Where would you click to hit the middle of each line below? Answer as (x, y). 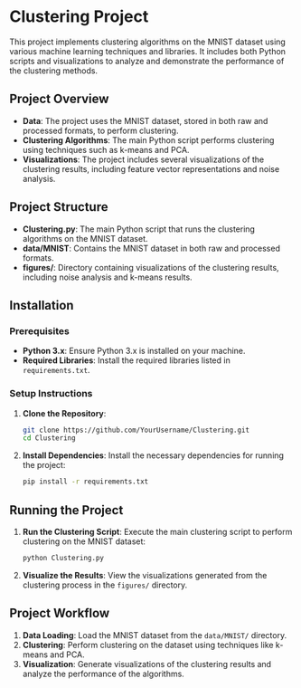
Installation (42, 305)
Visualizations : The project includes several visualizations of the (143, 159)
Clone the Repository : (64, 413)
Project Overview (59, 99)
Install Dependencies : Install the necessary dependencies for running (153, 455)
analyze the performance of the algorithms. (103, 674)
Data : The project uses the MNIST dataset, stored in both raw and (145, 120)
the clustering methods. (53, 71)
